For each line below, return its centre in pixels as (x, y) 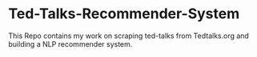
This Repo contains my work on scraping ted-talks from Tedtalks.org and (129, 36)
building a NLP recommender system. (70, 44)
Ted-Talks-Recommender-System (124, 14)
